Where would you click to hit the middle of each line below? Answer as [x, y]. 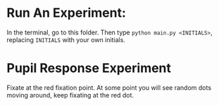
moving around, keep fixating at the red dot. [70, 95]
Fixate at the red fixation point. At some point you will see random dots [109, 87]
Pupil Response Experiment [89, 68]
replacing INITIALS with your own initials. [66, 39]
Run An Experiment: [66, 13]
